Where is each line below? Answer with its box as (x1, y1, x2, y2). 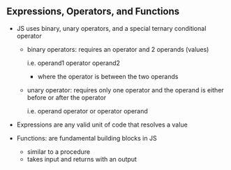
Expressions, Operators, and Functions (6, 6, 180, 17)
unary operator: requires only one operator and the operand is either (27, 85, 224, 94)
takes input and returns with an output (27, 155, 137, 163)
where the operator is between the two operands (37, 72, 179, 80)
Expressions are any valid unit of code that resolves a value (16, 120, 188, 129)
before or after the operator (27, 93, 106, 101)
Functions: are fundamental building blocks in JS (16, 134, 158, 142)
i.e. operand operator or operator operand (27, 106, 148, 115)
